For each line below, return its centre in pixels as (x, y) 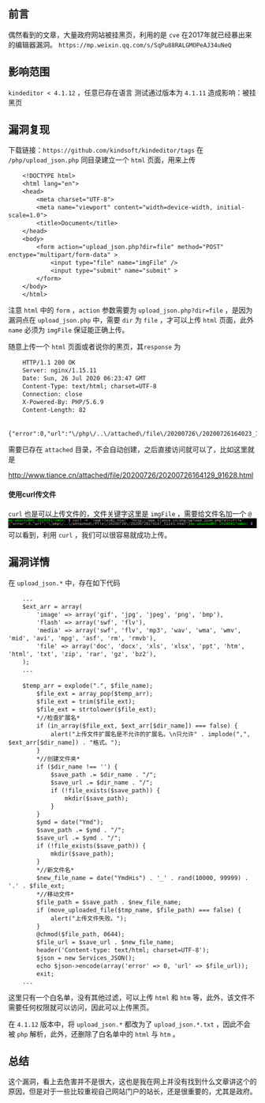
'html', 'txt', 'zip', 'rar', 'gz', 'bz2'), (82, 654)
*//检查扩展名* (58, 718)
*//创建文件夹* (58, 759)
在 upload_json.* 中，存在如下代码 (64, 583)
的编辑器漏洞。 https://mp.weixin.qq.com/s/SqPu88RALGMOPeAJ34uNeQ (120, 44)
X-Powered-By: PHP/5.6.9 (63, 402)
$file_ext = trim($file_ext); (86, 701)
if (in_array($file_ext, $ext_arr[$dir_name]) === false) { (137, 726)
